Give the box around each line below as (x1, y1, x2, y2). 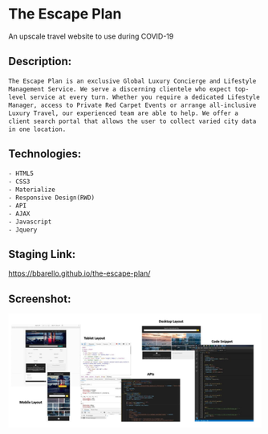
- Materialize (8, 186, 56, 194)
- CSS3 (8, 178, 30, 186)
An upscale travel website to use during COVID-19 (8, 31, 174, 41)
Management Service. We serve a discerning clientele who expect (8, 85, 231, 93)
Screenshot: (8, 292, 71, 305)
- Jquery (8, 226, 38, 234)
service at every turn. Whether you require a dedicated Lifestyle (29, 93, 261, 101)
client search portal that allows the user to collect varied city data (8, 117, 257, 125)
